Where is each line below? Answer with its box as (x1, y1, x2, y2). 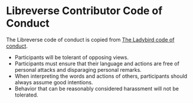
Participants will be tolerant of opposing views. (14, 54, 129, 61)
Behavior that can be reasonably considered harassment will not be (14, 85, 179, 92)
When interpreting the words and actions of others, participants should (14, 72, 188, 79)
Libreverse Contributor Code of (6, 4, 163, 18)
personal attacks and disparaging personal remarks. (14, 66, 142, 73)
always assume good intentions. (14, 78, 93, 86)
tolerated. (14, 91, 38, 98)
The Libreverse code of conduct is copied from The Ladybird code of (6, 36, 175, 43)
